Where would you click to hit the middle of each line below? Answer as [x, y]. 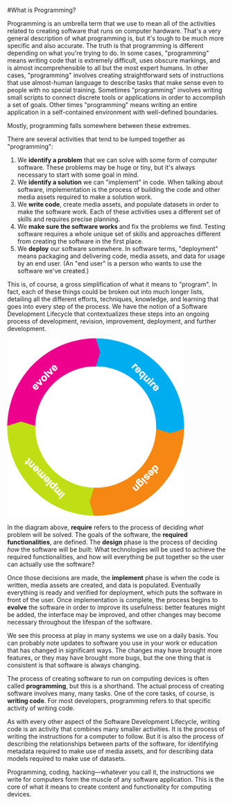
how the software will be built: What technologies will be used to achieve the [116, 549]
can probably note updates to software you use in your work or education [112, 643]
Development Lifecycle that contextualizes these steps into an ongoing [108, 314]
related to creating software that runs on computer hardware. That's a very [114, 31]
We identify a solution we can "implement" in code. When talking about [120, 182]
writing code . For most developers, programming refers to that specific [109, 701]
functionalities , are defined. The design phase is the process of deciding [112, 542]
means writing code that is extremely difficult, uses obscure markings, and [114, 61]
